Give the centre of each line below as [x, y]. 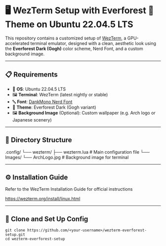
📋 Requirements [31, 75]
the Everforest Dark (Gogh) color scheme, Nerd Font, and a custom [74, 48]
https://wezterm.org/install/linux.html [43, 199]
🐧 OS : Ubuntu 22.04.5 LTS [39, 89]
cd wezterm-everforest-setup [35, 239]
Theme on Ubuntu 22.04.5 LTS [69, 24]
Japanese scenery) [32, 120]
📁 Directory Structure [39, 140]
